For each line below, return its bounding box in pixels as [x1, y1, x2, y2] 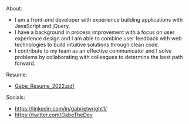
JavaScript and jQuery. [14, 23, 70, 29]
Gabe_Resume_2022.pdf [14, 82, 75, 89]
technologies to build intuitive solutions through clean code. [14, 41, 160, 48]
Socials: [6, 94, 25, 101]
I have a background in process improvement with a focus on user [14, 29, 175, 36]
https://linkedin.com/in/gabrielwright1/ [14, 105, 107, 112]
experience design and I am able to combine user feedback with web [14, 35, 182, 42]
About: [6, 5, 22, 12]
